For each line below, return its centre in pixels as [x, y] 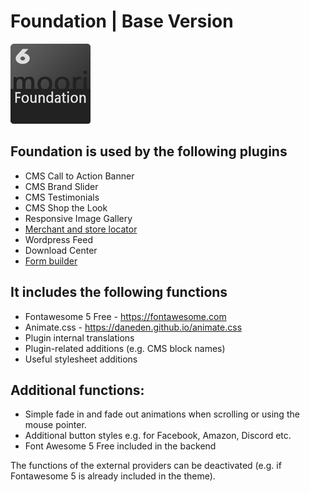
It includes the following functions [119, 292]
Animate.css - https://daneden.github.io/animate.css [133, 327]
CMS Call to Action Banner [79, 176]
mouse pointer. [55, 425]
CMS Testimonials [62, 197]
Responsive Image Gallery [78, 218]
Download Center [61, 250]
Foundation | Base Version [122, 21]
